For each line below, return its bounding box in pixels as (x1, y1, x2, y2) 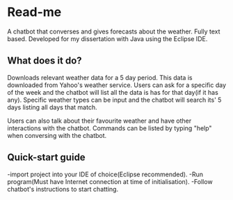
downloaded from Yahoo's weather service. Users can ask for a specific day (7, 81, 227, 89)
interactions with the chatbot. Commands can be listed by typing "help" (7, 123, 212, 132)
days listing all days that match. (7, 102, 97, 111)
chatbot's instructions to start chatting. (7, 185, 119, 193)
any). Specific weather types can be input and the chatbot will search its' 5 (7, 95, 222, 104)
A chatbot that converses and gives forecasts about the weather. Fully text (7, 27, 220, 36)
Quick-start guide (7, 151, 86, 164)
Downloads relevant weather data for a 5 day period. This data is (7, 73, 193, 82)
